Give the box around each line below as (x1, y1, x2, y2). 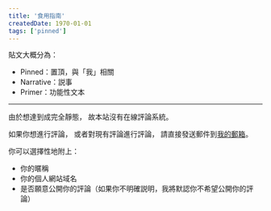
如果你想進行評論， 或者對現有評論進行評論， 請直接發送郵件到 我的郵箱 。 (8, 129, 252, 139)
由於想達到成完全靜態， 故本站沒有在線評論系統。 (8, 112, 173, 122)
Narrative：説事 (19, 78, 73, 87)
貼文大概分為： (8, 50, 58, 60)
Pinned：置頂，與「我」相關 (19, 67, 115, 77)
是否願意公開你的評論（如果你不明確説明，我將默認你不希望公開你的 (19, 184, 247, 194)
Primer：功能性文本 (19, 87, 85, 97)
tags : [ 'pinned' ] (8, 27, 67, 35)
